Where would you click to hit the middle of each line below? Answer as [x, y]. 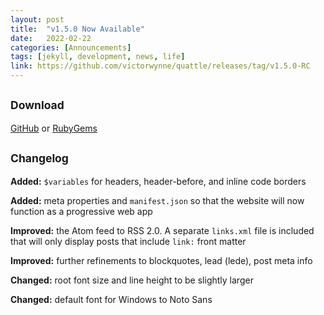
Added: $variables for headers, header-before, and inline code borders [158, 181]
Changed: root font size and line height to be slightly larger [132, 280]
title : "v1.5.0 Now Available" [77, 29]
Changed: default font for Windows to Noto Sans [111, 299]
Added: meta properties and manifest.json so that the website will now [157, 200]
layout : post [37, 19]
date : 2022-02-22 [51, 38]
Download [37, 105]
